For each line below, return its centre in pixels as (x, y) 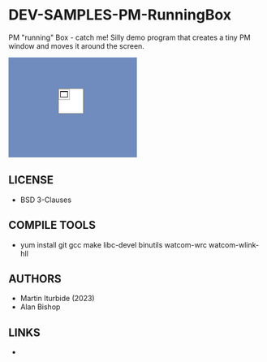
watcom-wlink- (234, 244)
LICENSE (31, 180)
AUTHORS (35, 279)
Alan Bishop (40, 307)
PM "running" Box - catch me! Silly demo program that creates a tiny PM (129, 37)
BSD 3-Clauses (45, 200)
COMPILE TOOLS (52, 225)
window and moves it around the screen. (76, 45)
